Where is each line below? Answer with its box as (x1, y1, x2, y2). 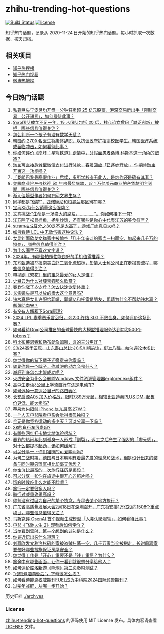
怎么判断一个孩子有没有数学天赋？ (12, 131, 81, 137)
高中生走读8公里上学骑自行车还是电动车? (12, 382, 94, 388)
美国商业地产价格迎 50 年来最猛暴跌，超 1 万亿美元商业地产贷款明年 (12, 180, 148, 186)
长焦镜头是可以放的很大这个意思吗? (12, 290, 83, 296)
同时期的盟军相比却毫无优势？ (21, 461, 81, 467)
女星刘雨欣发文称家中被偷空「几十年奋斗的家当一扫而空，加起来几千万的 (12, 235, 158, 241)
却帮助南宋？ (12, 302, 38, 308)
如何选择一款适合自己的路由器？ (12, 388, 77, 393)
